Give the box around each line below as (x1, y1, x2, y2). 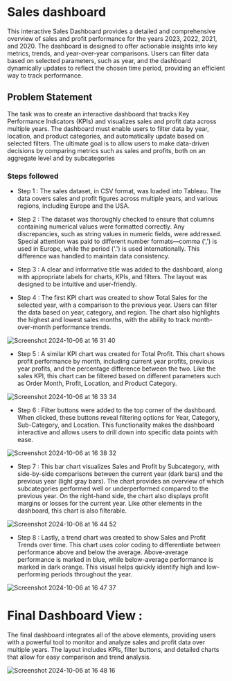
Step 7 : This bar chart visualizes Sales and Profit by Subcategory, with (17, 462, 220, 471)
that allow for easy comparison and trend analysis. (7, 653, 151, 661)
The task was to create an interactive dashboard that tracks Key (7, 109, 190, 118)
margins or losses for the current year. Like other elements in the (17, 499, 202, 508)
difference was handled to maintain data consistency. (17, 252, 170, 260)
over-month (17, 323, 51, 331)
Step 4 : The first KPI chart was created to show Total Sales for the (17, 294, 208, 302)
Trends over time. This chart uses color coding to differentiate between (17, 541, 221, 549)
